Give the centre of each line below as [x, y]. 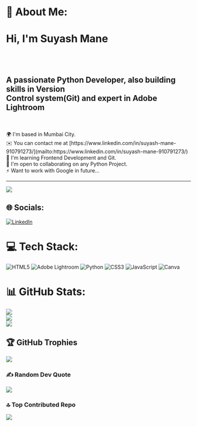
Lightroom [26, 107]
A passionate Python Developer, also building [91, 80]
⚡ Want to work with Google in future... [53, 170]
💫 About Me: [37, 12]
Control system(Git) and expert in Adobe [81, 98]
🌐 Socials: [25, 208]
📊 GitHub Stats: [46, 291]
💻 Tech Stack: [42, 246]
